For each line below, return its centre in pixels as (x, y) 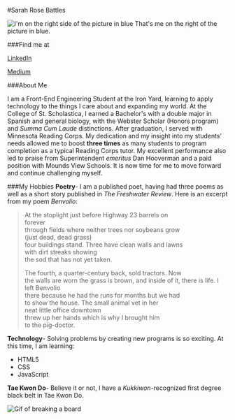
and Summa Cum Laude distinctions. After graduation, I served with (105, 128)
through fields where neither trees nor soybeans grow (102, 230)
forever (35, 222)
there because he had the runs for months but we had (102, 295)
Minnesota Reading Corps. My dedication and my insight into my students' (115, 136)
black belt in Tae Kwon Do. (45, 395)
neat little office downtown (63, 310)
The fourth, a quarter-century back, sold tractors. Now (103, 273)
